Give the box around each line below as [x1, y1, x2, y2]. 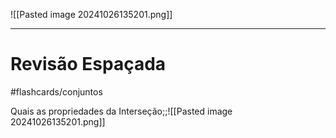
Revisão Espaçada [10, 53, 167, 76]
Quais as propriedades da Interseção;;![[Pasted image [10, 105, 233, 117]
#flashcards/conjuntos [10, 85, 103, 98]
